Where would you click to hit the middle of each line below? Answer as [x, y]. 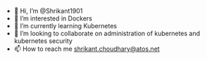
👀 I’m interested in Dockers [53, 18]
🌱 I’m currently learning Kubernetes [65, 26]
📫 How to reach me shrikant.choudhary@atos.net [87, 49]
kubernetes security [43, 41]
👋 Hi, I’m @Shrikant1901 [48, 11]
